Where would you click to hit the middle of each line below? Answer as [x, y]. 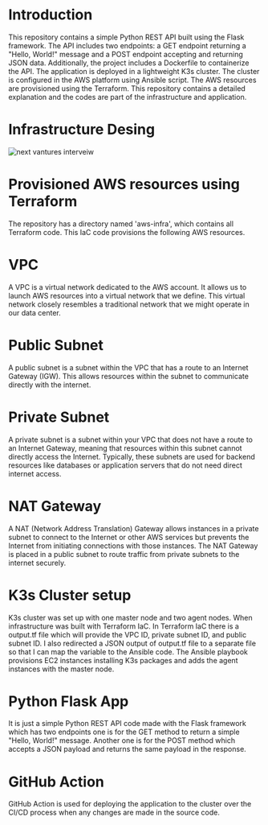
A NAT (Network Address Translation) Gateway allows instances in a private [134, 528]
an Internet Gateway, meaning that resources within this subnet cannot [125, 448]
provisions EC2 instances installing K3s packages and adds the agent [123, 660]
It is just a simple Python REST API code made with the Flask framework [128, 724]
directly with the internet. [50, 385]
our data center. [35, 312]
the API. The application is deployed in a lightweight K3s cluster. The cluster [134, 71]
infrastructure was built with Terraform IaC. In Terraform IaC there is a [124, 626]
